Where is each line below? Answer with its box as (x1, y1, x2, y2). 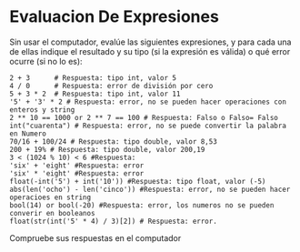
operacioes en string (9, 193, 92, 202)
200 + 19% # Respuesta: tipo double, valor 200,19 (9, 145, 205, 154)
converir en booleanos (9, 208, 95, 217)
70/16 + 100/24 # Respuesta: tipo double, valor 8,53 (9, 136, 218, 146)
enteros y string (9, 105, 75, 115)
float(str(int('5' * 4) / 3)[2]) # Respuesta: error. (9, 217, 218, 226)
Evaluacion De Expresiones (9, 6, 220, 27)
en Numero (9, 129, 47, 138)
